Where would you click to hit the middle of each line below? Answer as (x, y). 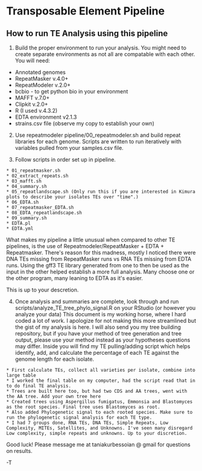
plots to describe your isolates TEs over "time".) (72, 197)
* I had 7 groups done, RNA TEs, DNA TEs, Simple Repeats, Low (87, 423)
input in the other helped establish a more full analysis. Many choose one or (100, 272)
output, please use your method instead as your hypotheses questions (103, 340)
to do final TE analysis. (39, 386)
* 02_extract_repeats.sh (37, 176)
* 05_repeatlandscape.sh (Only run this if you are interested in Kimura (101, 192)
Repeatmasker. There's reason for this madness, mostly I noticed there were (101, 252)
